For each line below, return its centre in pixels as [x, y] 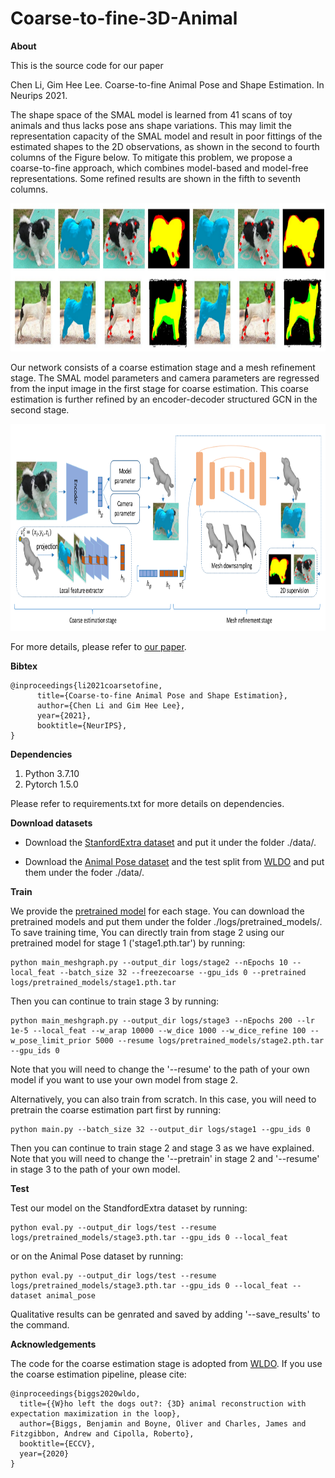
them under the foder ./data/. [84, 872]
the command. [40, 1324]
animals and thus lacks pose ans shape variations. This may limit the [151, 125]
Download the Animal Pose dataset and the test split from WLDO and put [174, 861]
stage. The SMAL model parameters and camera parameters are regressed [165, 378]
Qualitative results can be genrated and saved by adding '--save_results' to [165, 1314]
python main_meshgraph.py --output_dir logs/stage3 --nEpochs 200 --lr [162, 1020]
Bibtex [24, 666]
